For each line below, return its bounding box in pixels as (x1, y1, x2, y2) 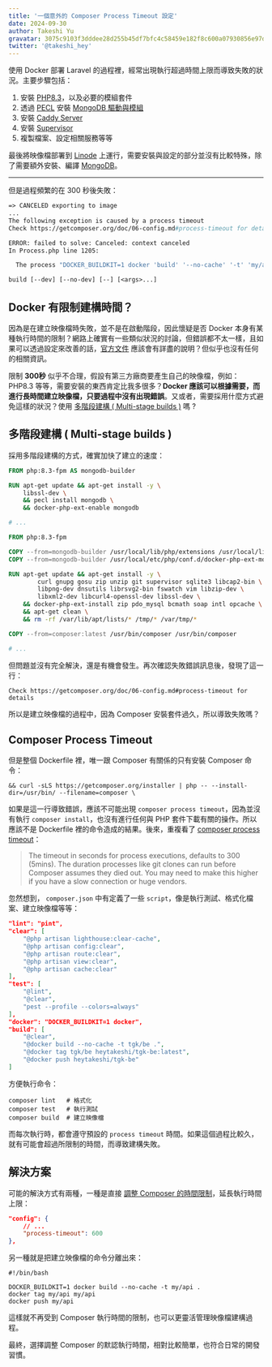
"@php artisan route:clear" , (23, 950, 121, 958)
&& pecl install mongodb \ (23, 497, 114, 505)
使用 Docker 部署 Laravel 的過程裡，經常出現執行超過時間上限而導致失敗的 (8, 66, 257, 75)
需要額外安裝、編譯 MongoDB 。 (15, 161, 122, 170)
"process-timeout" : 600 (23, 1230, 104, 1238)
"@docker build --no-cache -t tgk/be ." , (23, 1040, 164, 1049)
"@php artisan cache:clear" (23, 965, 117, 974)
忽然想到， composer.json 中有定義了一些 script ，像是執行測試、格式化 (8, 893, 247, 903)
